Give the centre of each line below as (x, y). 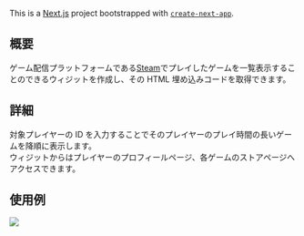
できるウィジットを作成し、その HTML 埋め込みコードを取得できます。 (158, 79)
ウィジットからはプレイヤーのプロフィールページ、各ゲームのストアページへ (152, 157)
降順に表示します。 (61, 146)
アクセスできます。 (45, 169)
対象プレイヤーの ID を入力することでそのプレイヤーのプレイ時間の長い (143, 134)
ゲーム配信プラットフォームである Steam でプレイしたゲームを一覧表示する (149, 67)
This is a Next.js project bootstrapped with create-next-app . (122, 13)
